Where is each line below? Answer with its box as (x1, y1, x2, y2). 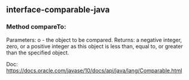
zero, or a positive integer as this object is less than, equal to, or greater (6, 42, 184, 50)
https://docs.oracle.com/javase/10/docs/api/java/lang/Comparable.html (6, 67, 182, 74)
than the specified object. (6, 49, 69, 56)
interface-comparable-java (6, 5, 110, 15)
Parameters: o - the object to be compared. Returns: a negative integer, (6, 36, 182, 44)
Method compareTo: (6, 23, 66, 31)
